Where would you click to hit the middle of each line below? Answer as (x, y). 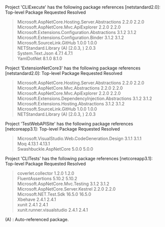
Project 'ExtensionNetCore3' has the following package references (73, 68)
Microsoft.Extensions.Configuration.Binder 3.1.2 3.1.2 (70, 37)
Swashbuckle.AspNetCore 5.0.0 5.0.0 (55, 149)
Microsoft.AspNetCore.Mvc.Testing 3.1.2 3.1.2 (63, 184)
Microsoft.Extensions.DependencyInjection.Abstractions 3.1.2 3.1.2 (84, 98)
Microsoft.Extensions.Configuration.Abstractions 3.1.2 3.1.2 (77, 32)
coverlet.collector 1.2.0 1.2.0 (46, 173)
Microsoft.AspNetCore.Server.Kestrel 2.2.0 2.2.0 (66, 189)
